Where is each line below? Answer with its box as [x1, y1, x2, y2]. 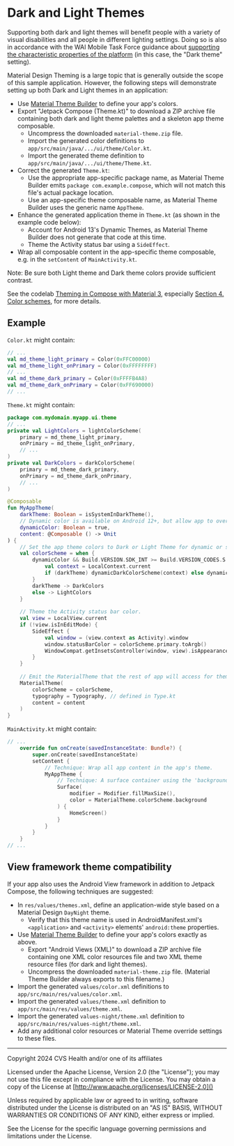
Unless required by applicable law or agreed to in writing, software [7, 1096, 198, 1104]
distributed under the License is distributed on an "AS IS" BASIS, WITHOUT [7, 1103, 223, 1112]
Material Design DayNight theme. [17, 908, 111, 917]
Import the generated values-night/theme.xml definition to [17, 1011, 185, 1020]
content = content [32, 699, 86, 706]
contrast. [7, 276, 33, 284]
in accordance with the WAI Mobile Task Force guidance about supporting [7, 43, 220, 51]
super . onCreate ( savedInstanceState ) [32, 751, 139, 758]
